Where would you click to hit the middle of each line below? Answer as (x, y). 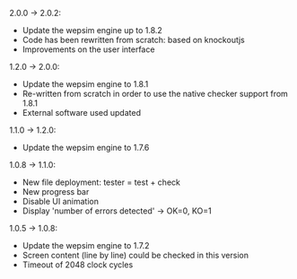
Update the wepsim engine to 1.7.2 (86, 245)
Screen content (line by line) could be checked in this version (135, 255)
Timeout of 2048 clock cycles (78, 265)
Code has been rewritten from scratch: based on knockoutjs (133, 40)
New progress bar (56, 192)
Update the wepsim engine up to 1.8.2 (92, 30)
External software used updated (82, 113)
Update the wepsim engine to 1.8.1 (85, 84)
